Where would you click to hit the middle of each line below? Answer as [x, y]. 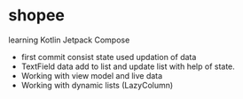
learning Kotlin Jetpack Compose [69, 40]
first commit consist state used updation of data [109, 57]
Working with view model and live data [92, 75]
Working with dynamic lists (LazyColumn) [97, 85]
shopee [37, 15]
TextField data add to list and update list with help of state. [128, 66]
